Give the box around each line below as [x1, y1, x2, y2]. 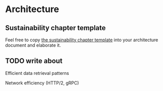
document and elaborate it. [5, 42, 61, 48]
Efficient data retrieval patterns [5, 70, 69, 76]
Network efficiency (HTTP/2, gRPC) [5, 79, 79, 86]
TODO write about [5, 57, 63, 65]
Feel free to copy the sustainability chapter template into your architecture [5, 37, 158, 43]
